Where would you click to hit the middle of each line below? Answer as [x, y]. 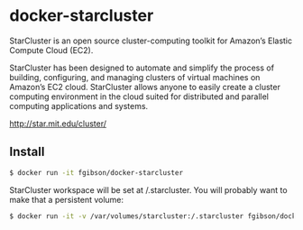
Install [27, 152]
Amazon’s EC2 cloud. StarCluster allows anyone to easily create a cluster [145, 87]
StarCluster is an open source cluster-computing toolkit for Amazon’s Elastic [151, 41]
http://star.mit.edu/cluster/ [58, 124]
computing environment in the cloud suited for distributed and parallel [139, 97]
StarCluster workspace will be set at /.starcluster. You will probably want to [148, 189]
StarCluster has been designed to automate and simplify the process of [142, 68]
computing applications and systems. [79, 106]
